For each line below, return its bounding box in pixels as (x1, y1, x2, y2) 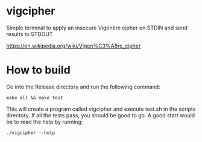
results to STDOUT (6, 30, 53, 37)
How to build (6, 63, 71, 77)
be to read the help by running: (6, 118, 83, 125)
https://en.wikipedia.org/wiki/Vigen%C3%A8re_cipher (6, 42, 141, 49)
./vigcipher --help (6, 129, 55, 136)
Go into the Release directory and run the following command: (6, 83, 161, 90)
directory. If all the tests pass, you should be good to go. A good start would (6, 111, 195, 119)
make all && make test (6, 94, 63, 100)
